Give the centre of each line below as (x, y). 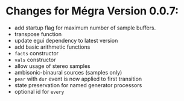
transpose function (38, 34)
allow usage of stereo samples (52, 66)
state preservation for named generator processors (78, 85)
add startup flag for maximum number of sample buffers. (85, 28)
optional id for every (39, 91)
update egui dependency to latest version (66, 40)
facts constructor (36, 53)
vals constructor (35, 60)
